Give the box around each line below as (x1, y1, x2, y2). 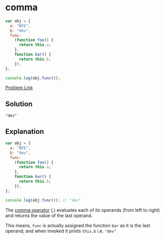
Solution (5, 99, 33, 108)
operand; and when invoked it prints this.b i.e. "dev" (5, 228, 116, 234)
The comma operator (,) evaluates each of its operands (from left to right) (5, 207, 160, 213)
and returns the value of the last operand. (5, 212, 93, 218)
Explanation (5, 127, 44, 136)
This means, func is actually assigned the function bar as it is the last (5, 222, 150, 228)
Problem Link (5, 85, 33, 91)
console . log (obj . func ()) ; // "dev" (5, 197, 81, 203)
